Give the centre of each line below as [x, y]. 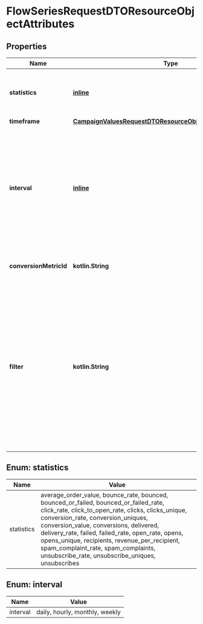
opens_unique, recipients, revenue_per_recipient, [110, 540]
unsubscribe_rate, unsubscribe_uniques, [98, 556]
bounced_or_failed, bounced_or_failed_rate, [102, 502]
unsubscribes [60, 563]
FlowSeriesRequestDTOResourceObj [100, 11]
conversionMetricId [38, 266]
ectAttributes [40, 24]
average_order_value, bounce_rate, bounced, [105, 495]
